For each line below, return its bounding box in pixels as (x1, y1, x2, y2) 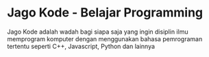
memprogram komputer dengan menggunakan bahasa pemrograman (7, 34, 203, 43)
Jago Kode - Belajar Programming (7, 5, 204, 21)
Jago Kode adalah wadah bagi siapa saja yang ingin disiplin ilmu (7, 27, 188, 36)
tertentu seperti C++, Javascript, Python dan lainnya (7, 42, 156, 50)
